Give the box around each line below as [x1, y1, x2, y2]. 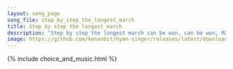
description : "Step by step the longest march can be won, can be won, [7, 29, 218, 37]
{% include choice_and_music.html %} [7, 55, 118, 63]
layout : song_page [7, 10, 60, 17]
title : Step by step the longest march [7, 23, 123, 30]
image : [7, 36, 26, 43]
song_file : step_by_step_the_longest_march [7, 17, 135, 23]
